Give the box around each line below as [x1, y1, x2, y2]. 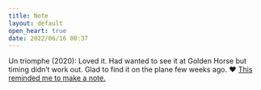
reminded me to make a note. [8, 73, 107, 83]
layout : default [8, 19, 63, 27]
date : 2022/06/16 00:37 [8, 34, 89, 43]
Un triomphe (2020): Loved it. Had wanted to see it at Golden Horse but [8, 56, 247, 66]
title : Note [8, 11, 48, 20]
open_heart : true [8, 27, 67, 35]
